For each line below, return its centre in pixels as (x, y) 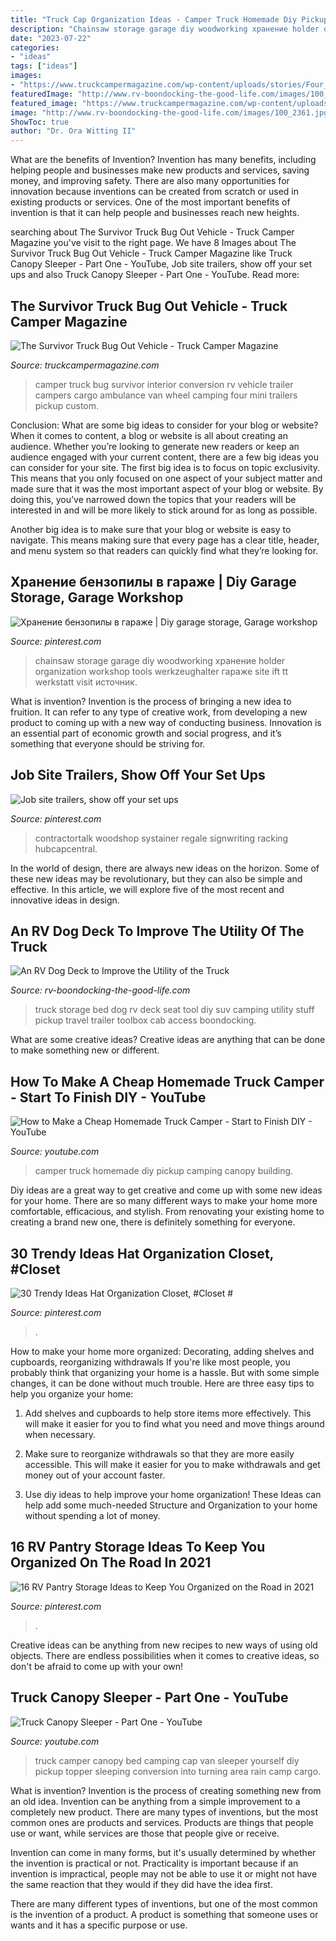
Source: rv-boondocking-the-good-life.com (100, 990)
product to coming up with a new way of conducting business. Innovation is (166, 722)
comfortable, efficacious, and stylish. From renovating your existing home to (167, 1212)
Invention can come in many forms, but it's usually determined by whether (163, 1852)
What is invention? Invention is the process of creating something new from (166, 1790)
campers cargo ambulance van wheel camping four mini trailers (166, 395)
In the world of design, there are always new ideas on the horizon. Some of (165, 868)
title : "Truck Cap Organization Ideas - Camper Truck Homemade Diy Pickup (169, 19)
